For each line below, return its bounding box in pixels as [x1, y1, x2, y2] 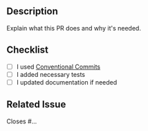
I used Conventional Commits [16, 62, 101, 71]
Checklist [6, 44, 49, 56]
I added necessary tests [16, 70, 86, 78]
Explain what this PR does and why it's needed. [6, 24, 141, 32]
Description [6, 6, 58, 17]
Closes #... [6, 117, 37, 125]
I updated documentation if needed [16, 78, 118, 86]
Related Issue [6, 98, 66, 110]
